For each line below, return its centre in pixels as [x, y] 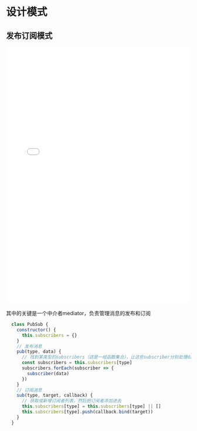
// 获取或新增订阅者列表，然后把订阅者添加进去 [72, 401]
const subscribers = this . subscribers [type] [77, 363]
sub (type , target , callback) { [55, 395]
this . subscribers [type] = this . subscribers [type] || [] [91, 406]
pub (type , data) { [39, 352]
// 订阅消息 [29, 390]
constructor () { [37, 330]
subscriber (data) [48, 373]
